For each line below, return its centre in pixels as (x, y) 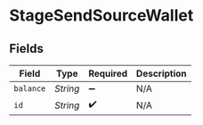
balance (30, 89)
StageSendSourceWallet (101, 16)
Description (162, 74)
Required (108, 74)
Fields (27, 49)
